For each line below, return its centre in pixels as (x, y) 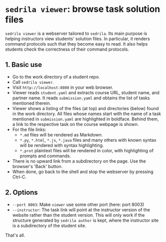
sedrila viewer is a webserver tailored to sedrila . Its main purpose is (76, 33)
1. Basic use (24, 65)
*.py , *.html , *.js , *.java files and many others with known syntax (88, 140)
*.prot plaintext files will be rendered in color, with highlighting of (86, 150)
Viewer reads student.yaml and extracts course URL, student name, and (86, 92)
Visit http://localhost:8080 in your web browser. (63, 87)
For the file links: (29, 129)
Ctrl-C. (19, 177)
